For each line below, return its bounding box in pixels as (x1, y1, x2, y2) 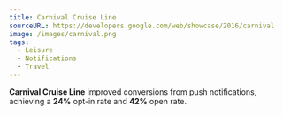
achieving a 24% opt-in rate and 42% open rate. (9, 96, 187, 106)
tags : (9, 37, 29, 47)
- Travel (17, 63, 50, 72)
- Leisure (17, 46, 53, 55)
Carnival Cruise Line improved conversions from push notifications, (9, 86, 257, 97)
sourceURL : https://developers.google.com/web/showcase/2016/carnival (9, 21, 275, 30)
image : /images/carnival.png (9, 29, 117, 38)
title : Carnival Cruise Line (9, 12, 117, 22)
